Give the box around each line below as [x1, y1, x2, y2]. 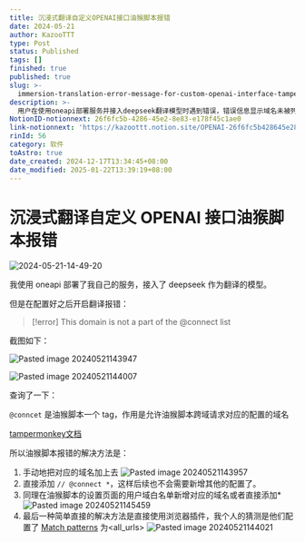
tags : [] [9, 55, 43, 64]
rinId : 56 [9, 132, 47, 141]
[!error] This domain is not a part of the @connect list [31, 317, 231, 328]
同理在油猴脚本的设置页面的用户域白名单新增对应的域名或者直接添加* [22, 489, 281, 500]
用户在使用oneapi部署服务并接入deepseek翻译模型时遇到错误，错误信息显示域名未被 [17, 106, 291, 115]
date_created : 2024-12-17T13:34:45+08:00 [9, 156, 169, 166]
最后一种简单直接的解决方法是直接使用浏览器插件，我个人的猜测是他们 [22, 510, 286, 522]
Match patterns [40, 522, 98, 533]
